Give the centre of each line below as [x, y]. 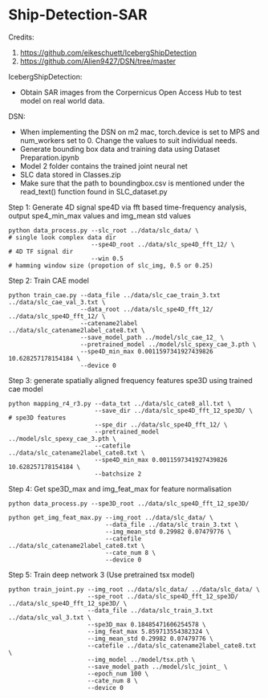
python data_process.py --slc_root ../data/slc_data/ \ [104, 231]
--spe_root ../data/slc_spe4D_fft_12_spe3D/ [163, 596]
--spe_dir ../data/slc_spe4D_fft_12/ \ [161, 425]
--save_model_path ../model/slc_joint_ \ [157, 667]
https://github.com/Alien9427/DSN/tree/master [98, 61]
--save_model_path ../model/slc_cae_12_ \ [152, 337]
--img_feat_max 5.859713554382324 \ [148, 631]
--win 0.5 [108, 259]
